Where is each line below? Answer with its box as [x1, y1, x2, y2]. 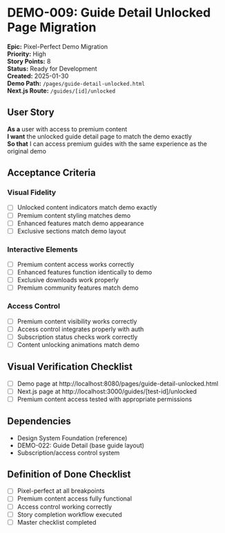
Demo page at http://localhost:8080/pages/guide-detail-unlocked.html [17, 379, 219, 388]
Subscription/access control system [17, 448, 120, 457]
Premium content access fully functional [17, 494, 133, 503]
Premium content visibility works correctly [17, 317, 137, 326]
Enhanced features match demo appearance [17, 219, 144, 227]
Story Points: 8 [7, 57, 51, 65]
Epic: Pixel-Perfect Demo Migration [7, 42, 108, 50]
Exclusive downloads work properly [17, 276, 119, 284]
